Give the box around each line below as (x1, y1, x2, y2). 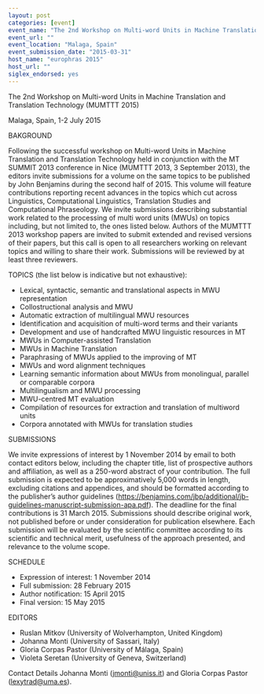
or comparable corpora (19, 377, 95, 387)
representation (19, 293, 68, 303)
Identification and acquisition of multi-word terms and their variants (19, 318, 238, 328)
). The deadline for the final (148, 499, 237, 509)
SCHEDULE (8, 557, 46, 566)
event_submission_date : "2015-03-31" (8, 48, 132, 56)
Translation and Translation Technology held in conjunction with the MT (8, 154, 240, 164)
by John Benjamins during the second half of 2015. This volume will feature (8, 179, 251, 189)
